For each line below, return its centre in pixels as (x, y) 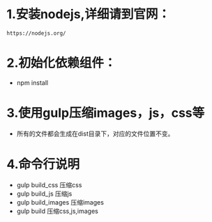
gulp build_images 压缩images (60, 202)
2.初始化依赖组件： (61, 63)
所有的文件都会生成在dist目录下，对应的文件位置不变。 (95, 134)
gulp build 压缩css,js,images (57, 211)
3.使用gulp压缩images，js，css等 (106, 113)
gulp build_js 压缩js (44, 193)
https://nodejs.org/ (37, 33)
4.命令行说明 (43, 164)
